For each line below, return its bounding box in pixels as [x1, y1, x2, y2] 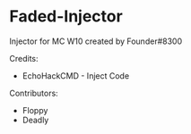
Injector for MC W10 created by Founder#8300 [9, 36, 182, 46]
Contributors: [9, 88, 58, 98]
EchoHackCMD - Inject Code [22, 70, 130, 81]
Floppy [22, 105, 48, 115]
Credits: [9, 53, 39, 63]
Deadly [22, 114, 49, 125]
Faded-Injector [9, 6, 123, 27]
